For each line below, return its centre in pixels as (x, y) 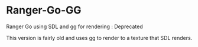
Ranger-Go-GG (44, 10)
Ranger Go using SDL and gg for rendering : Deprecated (74, 26)
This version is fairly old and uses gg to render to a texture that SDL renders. (99, 38)
